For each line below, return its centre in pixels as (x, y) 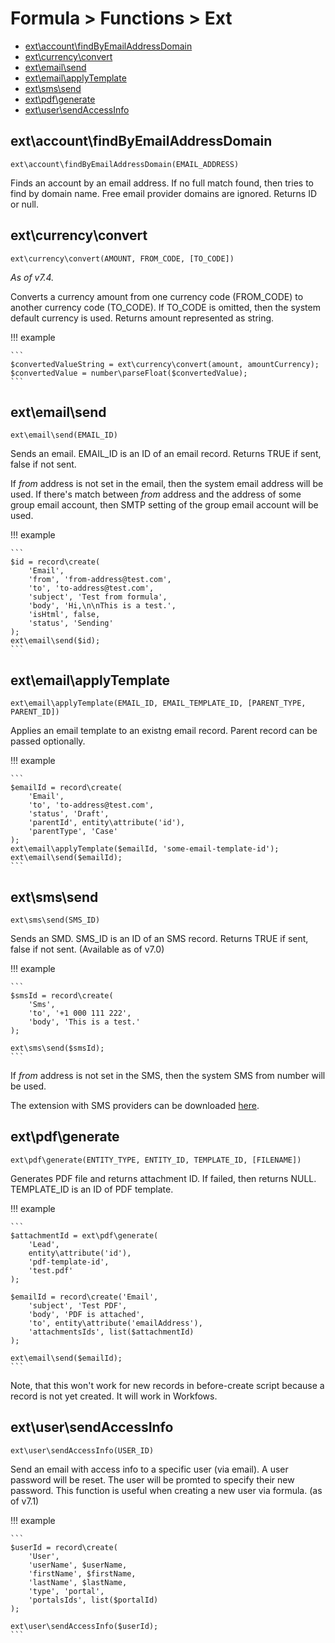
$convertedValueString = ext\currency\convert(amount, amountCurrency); (165, 364)
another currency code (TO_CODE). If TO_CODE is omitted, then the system (165, 307)
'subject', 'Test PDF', (78, 1305)
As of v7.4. (32, 277)
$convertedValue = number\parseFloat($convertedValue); (129, 373)
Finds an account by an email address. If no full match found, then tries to (162, 183)
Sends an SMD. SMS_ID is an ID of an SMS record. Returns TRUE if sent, (159, 938)
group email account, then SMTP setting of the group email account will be (164, 505)
